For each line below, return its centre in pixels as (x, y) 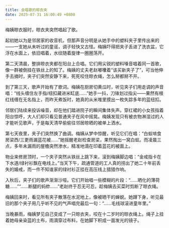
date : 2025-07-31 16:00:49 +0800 (40, 15)
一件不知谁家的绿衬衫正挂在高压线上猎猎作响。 (80, 169)
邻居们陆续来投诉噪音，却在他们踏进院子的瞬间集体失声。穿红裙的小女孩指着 (84, 110)
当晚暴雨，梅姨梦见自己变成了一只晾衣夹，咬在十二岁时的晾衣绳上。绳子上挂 (84, 214)
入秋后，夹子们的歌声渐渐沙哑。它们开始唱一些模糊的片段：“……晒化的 (78, 180)
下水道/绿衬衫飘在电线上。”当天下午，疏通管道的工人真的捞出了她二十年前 (81, 163)
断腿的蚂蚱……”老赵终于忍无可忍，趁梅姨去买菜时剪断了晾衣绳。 (94, 186)
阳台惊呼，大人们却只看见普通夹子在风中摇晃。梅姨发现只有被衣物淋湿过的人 (84, 116)
